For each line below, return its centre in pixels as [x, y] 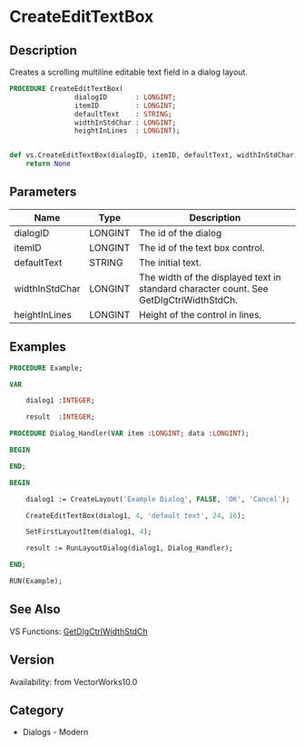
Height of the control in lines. [201, 314]
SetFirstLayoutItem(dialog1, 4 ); [89, 532]
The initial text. [170, 263]
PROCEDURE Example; [46, 368]
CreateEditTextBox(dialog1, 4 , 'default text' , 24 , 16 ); [136, 515]
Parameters [43, 192]
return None [48, 164]
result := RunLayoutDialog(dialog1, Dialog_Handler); [129, 548]
